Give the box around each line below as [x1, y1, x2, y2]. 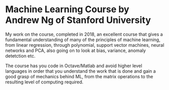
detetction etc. [5, 52, 35, 59]
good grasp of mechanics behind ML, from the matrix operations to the [5, 73, 153, 79]
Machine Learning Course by [5, 4, 130, 15]
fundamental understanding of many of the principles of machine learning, [5, 37, 160, 43]
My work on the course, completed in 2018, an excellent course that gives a [5, 31, 163, 37]
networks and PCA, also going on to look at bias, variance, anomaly [5, 47, 146, 53]
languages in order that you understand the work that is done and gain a [5, 68, 156, 74]
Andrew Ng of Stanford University [5, 14, 151, 26]
